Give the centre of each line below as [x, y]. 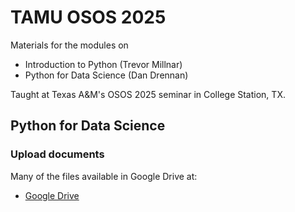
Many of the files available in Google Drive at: [104, 176]
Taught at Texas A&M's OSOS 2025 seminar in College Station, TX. [148, 94]
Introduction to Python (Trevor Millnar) [103, 64]
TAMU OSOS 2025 [88, 17]
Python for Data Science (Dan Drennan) [106, 75]
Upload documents [57, 154]
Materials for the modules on [69, 45]
